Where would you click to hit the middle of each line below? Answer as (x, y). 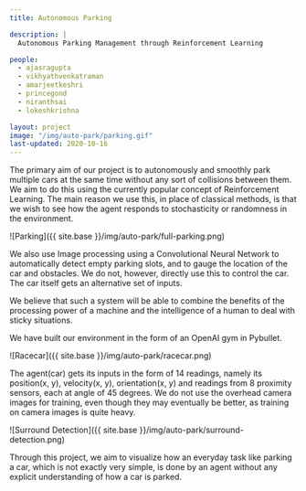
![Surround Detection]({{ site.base (74, 430)
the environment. (42, 219)
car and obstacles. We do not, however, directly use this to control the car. (149, 273)
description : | (38, 34)
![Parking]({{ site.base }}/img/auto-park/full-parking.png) (117, 236)
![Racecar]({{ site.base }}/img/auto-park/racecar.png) (111, 356)
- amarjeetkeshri (51, 85)
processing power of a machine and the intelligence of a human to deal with (152, 311)
